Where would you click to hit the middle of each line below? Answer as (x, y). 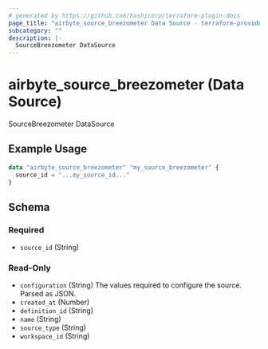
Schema (29, 207)
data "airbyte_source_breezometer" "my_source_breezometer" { (114, 167)
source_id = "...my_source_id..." (73, 175)
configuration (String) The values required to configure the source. (130, 285)
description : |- (35, 38)
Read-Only (30, 268)
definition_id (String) (57, 311)
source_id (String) (49, 248)
